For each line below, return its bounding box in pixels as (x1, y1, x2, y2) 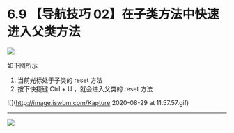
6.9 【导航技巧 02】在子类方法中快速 (7, 6, 219, 22)
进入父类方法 (7, 24, 81, 40)
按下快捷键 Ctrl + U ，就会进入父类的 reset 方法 (17, 84, 153, 93)
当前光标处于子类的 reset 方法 (17, 76, 103, 84)
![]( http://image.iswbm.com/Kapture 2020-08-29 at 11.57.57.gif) (7, 98, 189, 107)
